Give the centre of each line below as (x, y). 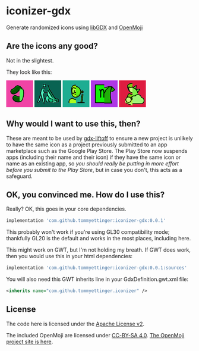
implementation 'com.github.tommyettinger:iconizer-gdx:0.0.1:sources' (97, 268)
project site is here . (30, 341)
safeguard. (19, 176)
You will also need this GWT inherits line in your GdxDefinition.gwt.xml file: (97, 279)
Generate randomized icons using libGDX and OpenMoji (75, 27)
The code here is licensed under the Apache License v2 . (75, 324)
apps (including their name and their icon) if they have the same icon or (94, 157)
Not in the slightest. (30, 60)
